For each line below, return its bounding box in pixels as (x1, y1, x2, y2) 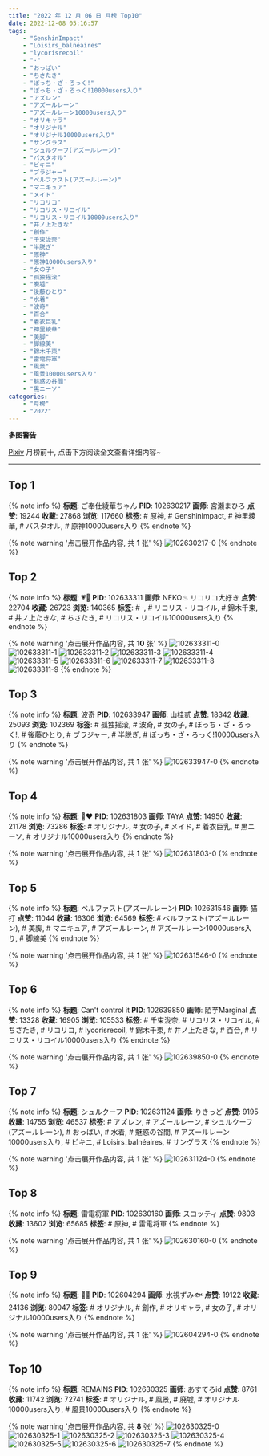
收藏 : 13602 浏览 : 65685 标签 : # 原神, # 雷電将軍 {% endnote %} (8, 1218, 220, 1228)
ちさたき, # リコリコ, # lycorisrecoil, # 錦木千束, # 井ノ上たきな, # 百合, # (8, 1025, 250, 1035)
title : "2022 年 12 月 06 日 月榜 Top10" (8, 11, 143, 20)
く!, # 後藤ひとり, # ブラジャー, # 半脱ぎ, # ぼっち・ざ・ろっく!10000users (8, 730, 254, 739)
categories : (8, 392, 48, 401)
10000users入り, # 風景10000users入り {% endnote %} (8, 1405, 192, 1414)
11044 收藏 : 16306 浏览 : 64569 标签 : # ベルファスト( (34, 913, 208, 923)
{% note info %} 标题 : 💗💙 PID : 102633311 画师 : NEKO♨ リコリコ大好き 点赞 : (8, 592, 258, 602)
